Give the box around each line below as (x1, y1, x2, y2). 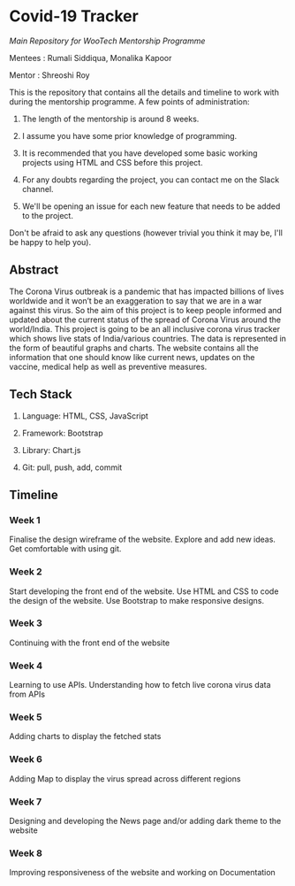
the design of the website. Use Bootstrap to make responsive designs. (9, 595, 265, 605)
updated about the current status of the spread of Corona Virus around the (9, 314, 281, 325)
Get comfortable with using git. (9, 543, 122, 554)
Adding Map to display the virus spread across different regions (9, 773, 241, 784)
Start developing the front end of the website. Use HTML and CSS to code (9, 586, 279, 597)
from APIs (9, 689, 46, 700)
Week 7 (9, 795, 42, 807)
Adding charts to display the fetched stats (9, 731, 162, 742)
